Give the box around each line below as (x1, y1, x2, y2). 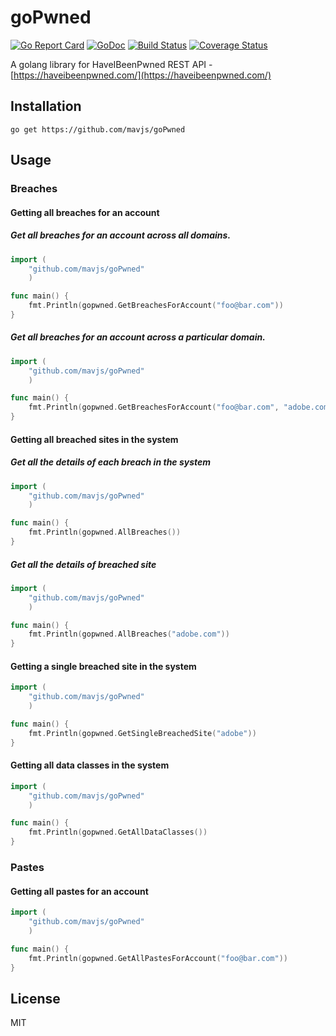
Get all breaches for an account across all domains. (10, 229, 232, 241)
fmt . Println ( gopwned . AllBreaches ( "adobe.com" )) (28, 629, 230, 640)
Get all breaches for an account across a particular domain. (10, 331, 266, 343)
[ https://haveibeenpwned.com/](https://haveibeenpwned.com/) (10, 69, 272, 81)
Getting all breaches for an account (10, 206, 160, 218)
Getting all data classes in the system (10, 759, 170, 771)
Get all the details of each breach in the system (10, 456, 212, 468)
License (10, 990, 61, 1007)
